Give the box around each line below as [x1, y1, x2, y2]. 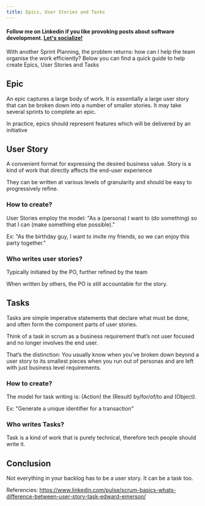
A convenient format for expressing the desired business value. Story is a [6, 160, 192, 168]
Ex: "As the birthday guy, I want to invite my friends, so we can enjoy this [6, 233, 190, 240]
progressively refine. [6, 185, 59, 193]
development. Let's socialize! [6, 34, 83, 42]
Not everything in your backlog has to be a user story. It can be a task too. [6, 475, 193, 482]
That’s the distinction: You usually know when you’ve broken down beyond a [6, 351, 199, 358]
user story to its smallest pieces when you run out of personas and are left [6, 357, 194, 365]
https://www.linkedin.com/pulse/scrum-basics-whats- [39, 486, 176, 494]
